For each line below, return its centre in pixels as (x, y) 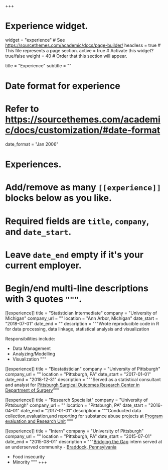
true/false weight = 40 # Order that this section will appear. (66, 56)
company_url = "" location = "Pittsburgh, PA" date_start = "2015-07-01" (78, 436)
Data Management (32, 348)
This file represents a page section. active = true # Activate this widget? (79, 50)
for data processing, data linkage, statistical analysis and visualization (77, 329)
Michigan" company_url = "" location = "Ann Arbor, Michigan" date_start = (82, 318)
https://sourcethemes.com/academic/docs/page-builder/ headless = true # (83, 45)
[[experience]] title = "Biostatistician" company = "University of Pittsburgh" (83, 369)
